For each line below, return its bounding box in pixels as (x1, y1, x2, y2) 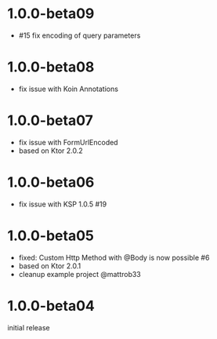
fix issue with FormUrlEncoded (18, 137, 118, 147)
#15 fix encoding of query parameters (18, 31, 141, 40)
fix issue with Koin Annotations (18, 84, 119, 93)
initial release (7, 323, 50, 332)
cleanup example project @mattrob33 (18, 269, 142, 279)
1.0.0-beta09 (7, 5, 95, 23)
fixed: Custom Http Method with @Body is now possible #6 (18, 253, 210, 262)
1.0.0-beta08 (7, 58, 95, 76)
